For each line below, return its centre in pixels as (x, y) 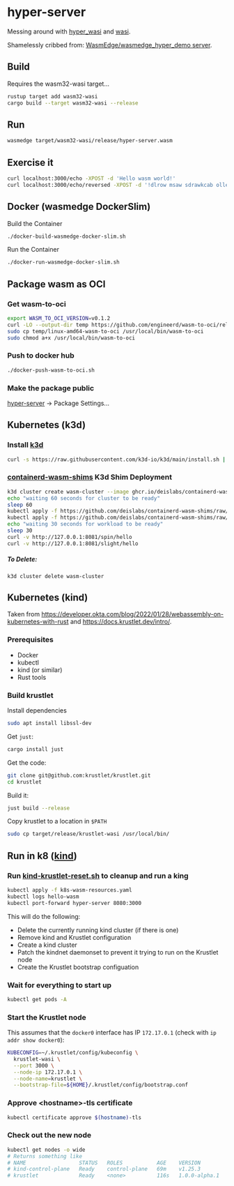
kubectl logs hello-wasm (43, 897)
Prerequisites (30, 640)
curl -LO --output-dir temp (48, 325)
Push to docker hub (41, 356)
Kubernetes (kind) (48, 598)
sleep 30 (20, 531)
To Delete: (22, 559)
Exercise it (30, 162)
